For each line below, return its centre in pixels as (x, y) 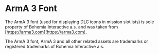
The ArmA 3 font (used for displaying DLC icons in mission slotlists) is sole (79, 22)
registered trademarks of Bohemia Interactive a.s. (55, 46)
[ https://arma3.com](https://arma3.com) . (46, 32)
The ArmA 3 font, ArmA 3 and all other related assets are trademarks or (77, 41)
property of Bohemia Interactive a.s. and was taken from (62, 27)
